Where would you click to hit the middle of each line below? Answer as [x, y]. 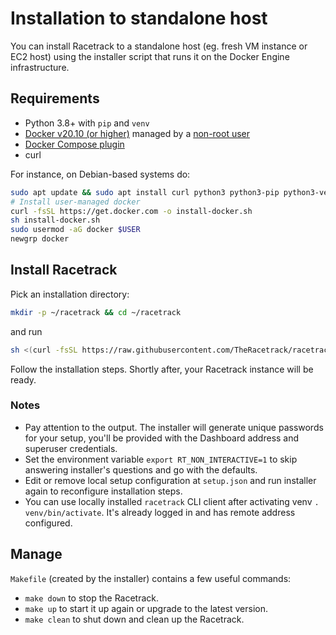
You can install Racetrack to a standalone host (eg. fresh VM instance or [159, 46]
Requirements [55, 98]
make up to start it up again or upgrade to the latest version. [146, 608]
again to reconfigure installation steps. [103, 491]
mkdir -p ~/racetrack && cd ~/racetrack [96, 312]
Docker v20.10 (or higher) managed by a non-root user [137, 133]
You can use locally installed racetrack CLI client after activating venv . [172, 501]
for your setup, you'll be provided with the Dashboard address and [162, 438]
